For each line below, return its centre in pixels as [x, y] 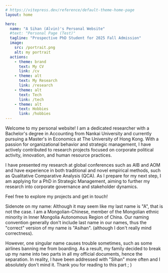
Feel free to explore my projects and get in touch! [56, 196]
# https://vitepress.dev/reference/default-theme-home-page [70, 10]
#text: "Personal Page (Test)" [43, 34]
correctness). [19, 233]
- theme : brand [30, 62]
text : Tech [30, 95]
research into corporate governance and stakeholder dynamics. [72, 187]
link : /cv [29, 71]
